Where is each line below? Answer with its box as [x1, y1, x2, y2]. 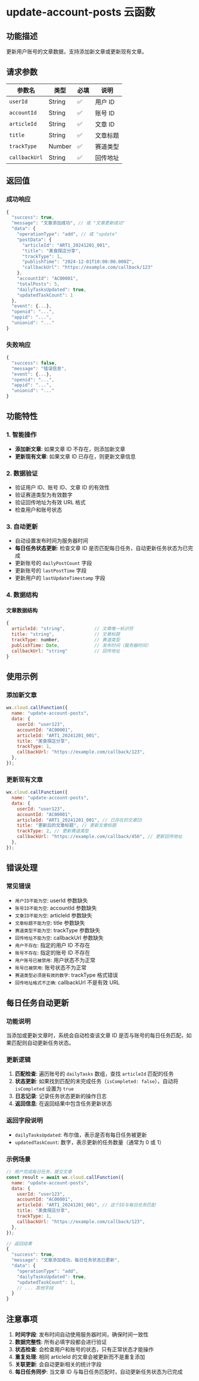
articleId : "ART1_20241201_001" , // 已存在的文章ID [17, 817, 142, 823]
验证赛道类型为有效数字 [14, 491, 73, 498]
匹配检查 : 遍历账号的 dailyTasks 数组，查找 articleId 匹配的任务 [14, 1070, 174, 1078]
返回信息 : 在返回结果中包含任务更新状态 [14, 1100, 112, 1107]
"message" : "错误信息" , [11, 365, 67, 371]
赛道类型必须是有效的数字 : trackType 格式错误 [14, 971, 118, 978]
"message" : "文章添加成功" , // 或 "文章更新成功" [11, 220, 126, 226]
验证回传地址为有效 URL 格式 [14, 499, 86, 506]
